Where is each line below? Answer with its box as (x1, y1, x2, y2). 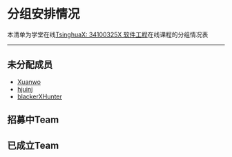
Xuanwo (17, 77, 41, 86)
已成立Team (7, 139, 59, 151)
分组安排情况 (7, 6, 81, 22)
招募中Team (7, 114, 59, 126)
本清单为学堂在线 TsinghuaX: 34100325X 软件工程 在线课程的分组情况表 (7, 30, 209, 39)
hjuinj (17, 85, 33, 93)
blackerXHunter (17, 92, 62, 101)
